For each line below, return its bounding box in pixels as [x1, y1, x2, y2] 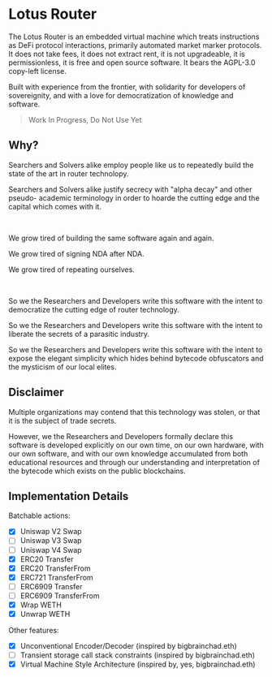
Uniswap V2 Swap [19, 527, 83, 537]
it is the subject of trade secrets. [8, 416, 117, 425]
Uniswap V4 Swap [19, 545, 83, 554]
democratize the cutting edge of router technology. [8, 304, 180, 314]
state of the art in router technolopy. [8, 168, 129, 179]
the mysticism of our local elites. [8, 362, 117, 372]
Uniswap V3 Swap [19, 536, 83, 545]
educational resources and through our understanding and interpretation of [8, 457, 260, 467]
